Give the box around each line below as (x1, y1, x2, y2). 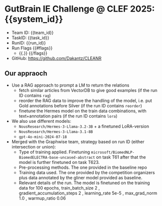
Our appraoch (4, 69, 48, 78)
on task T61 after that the (96, 154, 146, 160)
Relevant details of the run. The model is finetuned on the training (18, 180, 150, 186)
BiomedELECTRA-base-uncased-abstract (18, 155, 96, 160)
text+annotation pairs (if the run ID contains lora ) (18, 113, 117, 119)
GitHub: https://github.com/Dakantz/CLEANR (11, 55, 102, 61)
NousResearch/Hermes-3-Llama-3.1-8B (18, 129, 93, 134)
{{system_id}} (4, 14, 64, 25)
